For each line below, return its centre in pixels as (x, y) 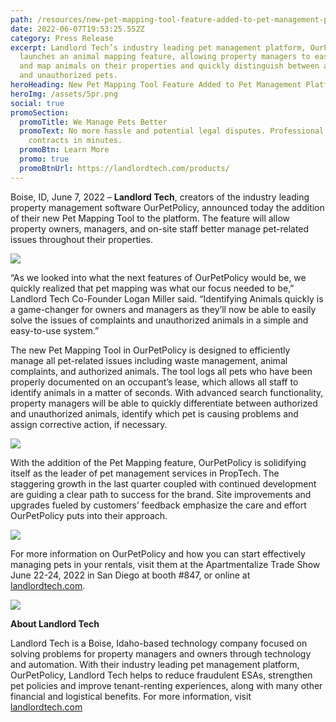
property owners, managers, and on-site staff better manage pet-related (160, 228)
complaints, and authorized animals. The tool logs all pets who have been (161, 371)
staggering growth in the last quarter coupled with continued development (163, 483)
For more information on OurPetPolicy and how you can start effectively (158, 553)
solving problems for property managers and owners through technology (161, 653)
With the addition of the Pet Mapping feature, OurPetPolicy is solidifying (158, 462)
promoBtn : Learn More (64, 150)
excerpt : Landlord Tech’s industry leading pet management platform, (158, 47)
